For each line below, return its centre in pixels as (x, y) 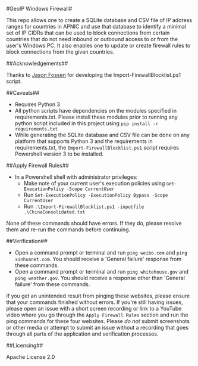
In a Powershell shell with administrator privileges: (76, 177)
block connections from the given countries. (60, 52)
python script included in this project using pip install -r (87, 123)
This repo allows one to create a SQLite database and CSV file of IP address (99, 20)
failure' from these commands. (52, 284)
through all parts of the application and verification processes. (82, 334)
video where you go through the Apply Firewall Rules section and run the (97, 315)
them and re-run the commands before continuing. (68, 229)
